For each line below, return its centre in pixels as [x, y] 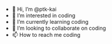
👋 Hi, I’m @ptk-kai [34, 9]
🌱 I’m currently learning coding [50, 22]
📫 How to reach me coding [46, 35]
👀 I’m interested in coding [44, 15]
